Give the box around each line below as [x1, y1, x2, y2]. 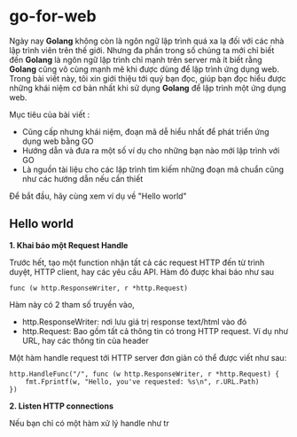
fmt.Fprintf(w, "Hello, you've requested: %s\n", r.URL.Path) [25, 377, 260, 386]
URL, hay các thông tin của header [21, 335, 149, 346]
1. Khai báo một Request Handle [9, 239, 129, 250]
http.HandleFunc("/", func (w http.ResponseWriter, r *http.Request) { [9, 370, 279, 378]
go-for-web [9, 6, 97, 27]
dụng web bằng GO [21, 136, 94, 146]
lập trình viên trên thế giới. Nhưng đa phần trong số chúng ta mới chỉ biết [9, 44, 275, 55]
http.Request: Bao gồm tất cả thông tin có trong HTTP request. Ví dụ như [21, 325, 289, 336]
